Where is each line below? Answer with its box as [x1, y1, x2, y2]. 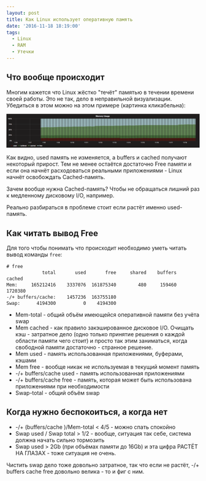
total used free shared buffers [42, 270, 177, 276]
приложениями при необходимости [15, 383, 110, 390]
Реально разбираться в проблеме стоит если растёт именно [6, 204, 167, 211]
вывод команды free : [6, 251, 63, 258]
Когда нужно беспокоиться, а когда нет [6, 407, 168, 417]
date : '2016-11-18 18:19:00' [6, 23, 81, 29]
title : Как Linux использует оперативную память [6, 16, 133, 23]
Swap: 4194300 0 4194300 [6, 301, 116, 307]
